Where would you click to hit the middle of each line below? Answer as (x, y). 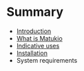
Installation (32, 53)
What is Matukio (39, 38)
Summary (35, 12)
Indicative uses (38, 45)
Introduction (34, 31)
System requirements (47, 60)
